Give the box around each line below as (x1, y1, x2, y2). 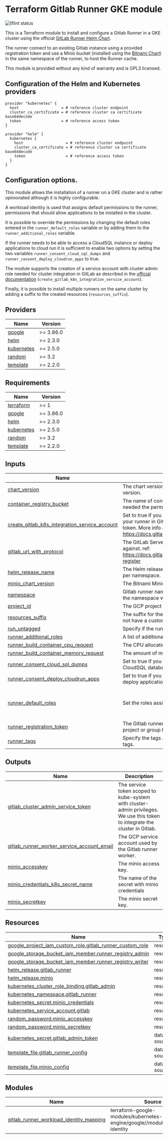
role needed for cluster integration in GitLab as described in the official (5, 271, 151, 277)
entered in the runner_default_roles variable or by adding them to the (5, 225, 149, 231)
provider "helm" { (5, 131, 43, 136)
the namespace (122, 595, 159, 601)
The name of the (118, 874, 157, 881)
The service (118, 781, 146, 788)
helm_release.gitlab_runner (7, 966, 71, 973)
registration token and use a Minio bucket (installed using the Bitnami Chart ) (5, 50, 161, 56)
